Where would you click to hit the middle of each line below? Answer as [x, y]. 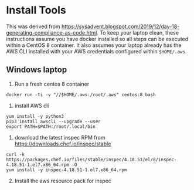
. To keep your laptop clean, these [138, 32]
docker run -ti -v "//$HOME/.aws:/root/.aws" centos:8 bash [81, 94]
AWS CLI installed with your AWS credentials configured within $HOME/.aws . [96, 51]
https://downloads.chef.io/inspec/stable [63, 144]
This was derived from [33, 26]
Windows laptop [37, 70]
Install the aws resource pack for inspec [63, 181]
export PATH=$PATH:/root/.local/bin [51, 127]
